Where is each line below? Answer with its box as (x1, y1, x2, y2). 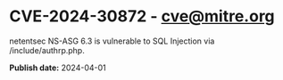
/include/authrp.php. (9, 44, 85, 55)
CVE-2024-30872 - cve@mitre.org (9, 6, 275, 27)
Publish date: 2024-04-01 (9, 62, 106, 73)
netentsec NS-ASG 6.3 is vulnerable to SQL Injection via (9, 36, 215, 46)
